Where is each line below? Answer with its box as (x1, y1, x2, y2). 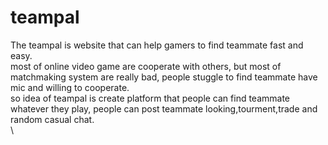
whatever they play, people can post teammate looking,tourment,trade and (10, 102, 318, 115)
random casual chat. (10, 113, 95, 125)
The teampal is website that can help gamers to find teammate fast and (10, 39, 304, 51)
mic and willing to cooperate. (10, 81, 130, 93)
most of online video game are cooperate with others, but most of (10, 60, 282, 72)
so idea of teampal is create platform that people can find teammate (10, 92, 291, 104)
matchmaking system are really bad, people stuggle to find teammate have (10, 71, 318, 83)
